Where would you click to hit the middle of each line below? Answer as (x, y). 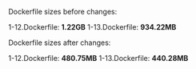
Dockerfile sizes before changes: (63, 12)
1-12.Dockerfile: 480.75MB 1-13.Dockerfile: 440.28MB (98, 58)
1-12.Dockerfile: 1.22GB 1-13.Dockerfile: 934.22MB (92, 27)
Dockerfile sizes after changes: (60, 43)
